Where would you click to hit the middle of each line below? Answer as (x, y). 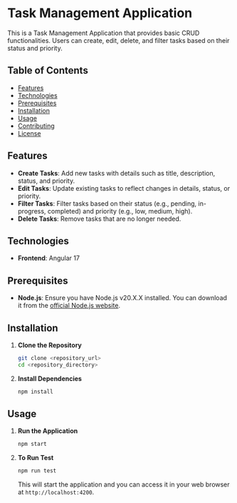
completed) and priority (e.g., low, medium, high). (120, 211)
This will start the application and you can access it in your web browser (123, 484)
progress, (32, 211)
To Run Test (36, 458)
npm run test (37, 471)
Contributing (36, 126)
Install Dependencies (49, 378)
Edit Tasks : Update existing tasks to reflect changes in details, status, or (123, 188)
